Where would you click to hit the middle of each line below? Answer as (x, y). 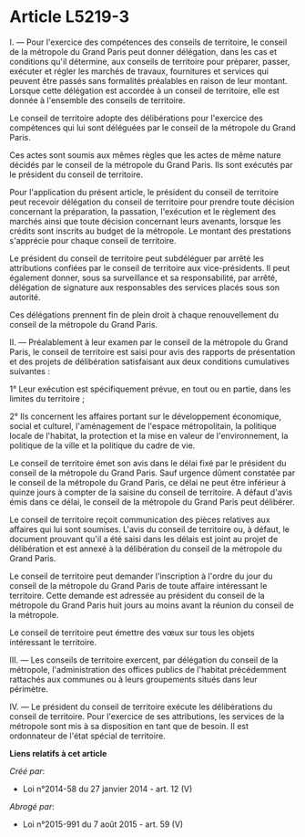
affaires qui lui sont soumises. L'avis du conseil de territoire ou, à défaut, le (149, 529)
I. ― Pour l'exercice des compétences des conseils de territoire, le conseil (148, 42)
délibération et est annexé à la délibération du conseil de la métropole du (146, 549)
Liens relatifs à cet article (58, 753)
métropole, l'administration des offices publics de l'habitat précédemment (148, 669)
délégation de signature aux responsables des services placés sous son (145, 287)
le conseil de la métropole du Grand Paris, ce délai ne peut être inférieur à (148, 482)
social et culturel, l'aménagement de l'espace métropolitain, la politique (143, 425)
